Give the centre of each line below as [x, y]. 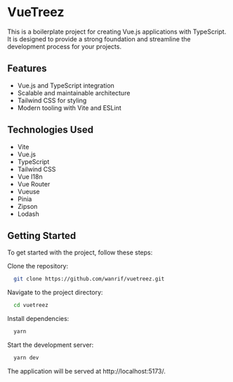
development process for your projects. [64, 46]
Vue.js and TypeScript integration [66, 86]
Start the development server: [51, 345]
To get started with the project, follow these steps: [80, 252]
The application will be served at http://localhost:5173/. [87, 371]
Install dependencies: [38, 319]
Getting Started [42, 236]
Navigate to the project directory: [55, 292]
